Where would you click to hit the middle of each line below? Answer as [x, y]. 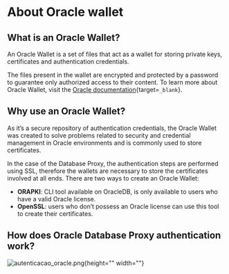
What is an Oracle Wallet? [64, 38]
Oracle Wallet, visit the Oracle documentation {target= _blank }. [95, 90]
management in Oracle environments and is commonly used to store [104, 143]
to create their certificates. [55, 213]
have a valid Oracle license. [56, 199]
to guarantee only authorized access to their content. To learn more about [112, 82]
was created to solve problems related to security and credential [99, 135]
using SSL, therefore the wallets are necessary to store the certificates [108, 171]
